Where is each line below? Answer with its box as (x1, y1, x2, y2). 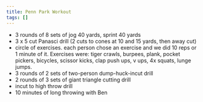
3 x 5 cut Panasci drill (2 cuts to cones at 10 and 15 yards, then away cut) (14, 37, 197, 45)
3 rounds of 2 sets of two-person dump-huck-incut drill (14, 69, 153, 77)
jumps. (14, 63, 32, 70)
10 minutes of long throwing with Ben (14, 89, 108, 96)
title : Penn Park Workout (6, 8, 71, 15)
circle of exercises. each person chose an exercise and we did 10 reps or (14, 43, 197, 51)
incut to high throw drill (14, 82, 73, 89)
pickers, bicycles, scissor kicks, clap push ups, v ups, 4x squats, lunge (14, 57, 192, 64)
